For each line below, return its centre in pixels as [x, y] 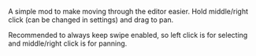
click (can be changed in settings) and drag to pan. [91, 20]
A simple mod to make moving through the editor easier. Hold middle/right [128, 11]
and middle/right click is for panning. [68, 43]
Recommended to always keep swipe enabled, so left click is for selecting [128, 35]
